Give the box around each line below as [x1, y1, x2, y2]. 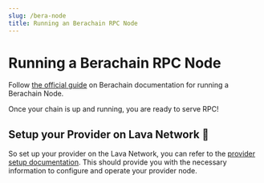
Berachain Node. [8, 89, 64, 99]
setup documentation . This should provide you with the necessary [8, 157, 227, 167]
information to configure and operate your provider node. [8, 166, 198, 176]
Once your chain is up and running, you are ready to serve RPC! [8, 104, 219, 114]
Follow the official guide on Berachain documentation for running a [8, 80, 229, 90]
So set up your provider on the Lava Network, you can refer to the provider [8, 149, 256, 159]
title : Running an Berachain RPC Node [8, 19, 138, 27]
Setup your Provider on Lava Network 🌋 [8, 128, 209, 141]
